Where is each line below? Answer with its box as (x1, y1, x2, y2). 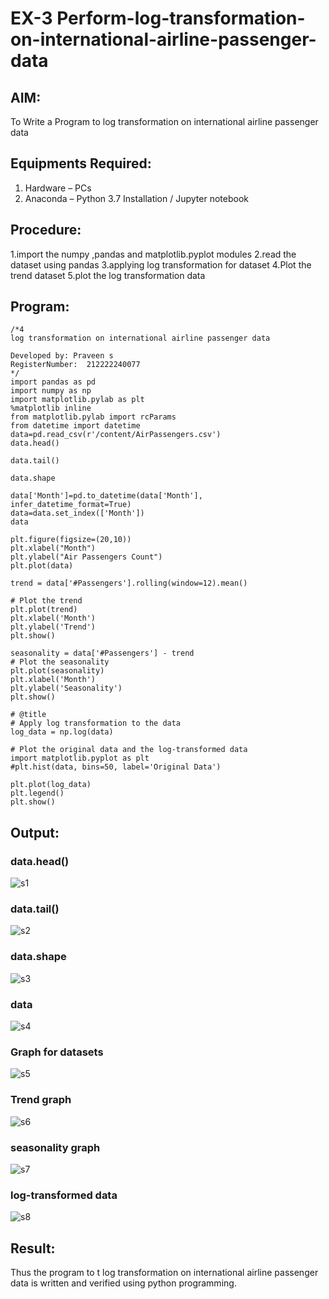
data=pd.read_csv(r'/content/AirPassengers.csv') (10, 430, 222, 440)
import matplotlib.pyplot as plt (10, 753, 150, 764)
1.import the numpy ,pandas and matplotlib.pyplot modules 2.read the (10, 248, 297, 260)
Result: (10, 1240, 56, 1257)
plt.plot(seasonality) (10, 666, 105, 676)
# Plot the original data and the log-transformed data (10, 745, 248, 755)
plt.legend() (10, 788, 65, 799)
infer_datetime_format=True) (10, 500, 132, 510)
